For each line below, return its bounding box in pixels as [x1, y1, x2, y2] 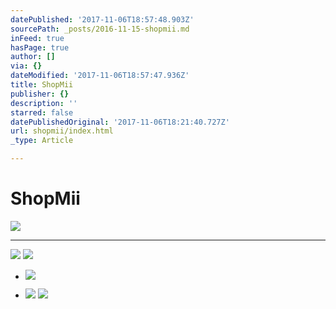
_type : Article [10, 136, 74, 146]
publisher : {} [10, 89, 70, 99]
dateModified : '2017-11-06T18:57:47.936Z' [10, 71, 190, 81]
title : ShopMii [10, 80, 74, 90]
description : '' [10, 98, 78, 108]
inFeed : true [10, 33, 65, 43]
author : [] [10, 52, 56, 62]
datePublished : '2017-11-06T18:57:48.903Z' [10, 14, 195, 25]
